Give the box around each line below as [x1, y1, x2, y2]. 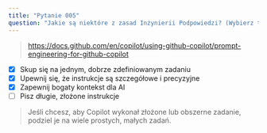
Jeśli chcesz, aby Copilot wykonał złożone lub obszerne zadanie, [27, 107, 242, 116]
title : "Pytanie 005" [8, 11, 80, 20]
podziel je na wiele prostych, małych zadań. [27, 116, 172, 125]
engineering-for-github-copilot [27, 49, 130, 59]
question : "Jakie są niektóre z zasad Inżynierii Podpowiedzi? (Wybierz [8, 19, 254, 27]
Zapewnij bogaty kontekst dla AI [19, 82, 126, 92]
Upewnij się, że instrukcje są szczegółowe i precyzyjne [19, 73, 200, 83]
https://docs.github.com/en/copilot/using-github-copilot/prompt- [27, 40, 242, 50]
